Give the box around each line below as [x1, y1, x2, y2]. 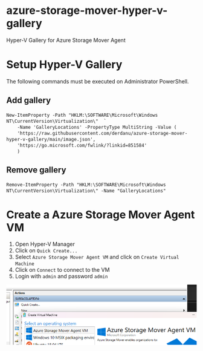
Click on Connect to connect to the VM [14, 266, 110, 274]
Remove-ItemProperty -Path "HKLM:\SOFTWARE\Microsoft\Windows [6, 182, 166, 188]
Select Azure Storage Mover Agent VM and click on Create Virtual [14, 254, 179, 261]
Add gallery [6, 95, 51, 106]
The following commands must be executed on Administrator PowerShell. [6, 77, 189, 85]
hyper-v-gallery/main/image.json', [6, 136, 96, 142]
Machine [14, 261, 34, 267]
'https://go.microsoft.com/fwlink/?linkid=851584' [17, 142, 147, 148]
